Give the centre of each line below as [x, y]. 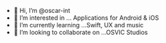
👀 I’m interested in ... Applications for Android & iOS [86, 18]
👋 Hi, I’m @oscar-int [42, 11]
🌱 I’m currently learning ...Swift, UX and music [79, 25]
